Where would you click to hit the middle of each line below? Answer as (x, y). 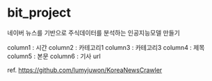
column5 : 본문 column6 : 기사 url (54, 56)
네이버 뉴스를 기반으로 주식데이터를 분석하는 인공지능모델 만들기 (94, 33)
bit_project (39, 13)
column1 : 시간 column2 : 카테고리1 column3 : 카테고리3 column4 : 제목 (106, 47)
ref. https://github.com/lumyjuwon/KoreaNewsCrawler (85, 70)
